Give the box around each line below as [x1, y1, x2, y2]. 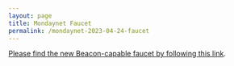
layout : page [8, 11, 52, 20]
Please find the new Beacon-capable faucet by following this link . [8, 49, 226, 59]
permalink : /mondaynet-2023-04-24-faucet [8, 27, 150, 35]
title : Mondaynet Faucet [8, 19, 92, 27]
